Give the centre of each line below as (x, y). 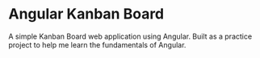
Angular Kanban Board (86, 14)
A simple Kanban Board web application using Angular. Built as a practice (130, 36)
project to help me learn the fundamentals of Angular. (97, 44)
